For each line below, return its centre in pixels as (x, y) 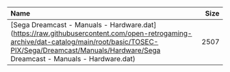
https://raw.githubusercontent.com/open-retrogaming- (103, 33)
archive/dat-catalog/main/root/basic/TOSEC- (85, 42)
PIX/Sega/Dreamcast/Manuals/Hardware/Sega (86, 50)
